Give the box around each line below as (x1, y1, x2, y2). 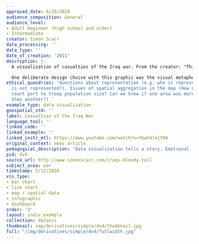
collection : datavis (6, 217, 57, 224)
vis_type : (6, 174, 31, 179)
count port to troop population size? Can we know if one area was (11, 91, 182, 97)
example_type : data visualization (6, 102, 92, 108)
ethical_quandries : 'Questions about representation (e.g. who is (6, 80, 174, 86)
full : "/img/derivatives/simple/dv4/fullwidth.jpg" (6, 229, 136, 235)
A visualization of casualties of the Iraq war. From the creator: (11, 63, 182, 70)
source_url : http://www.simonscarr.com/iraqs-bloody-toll (6, 157, 152, 163)
